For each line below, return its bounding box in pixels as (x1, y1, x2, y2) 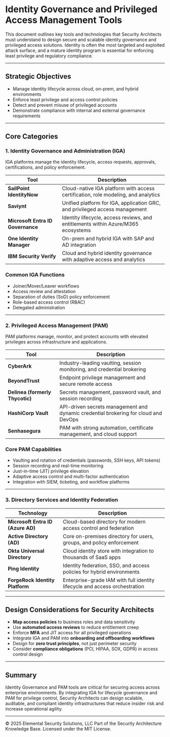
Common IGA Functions (5, 271, 65, 278)
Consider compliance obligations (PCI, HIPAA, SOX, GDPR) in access (12, 646, 158, 652)
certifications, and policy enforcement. (5, 164, 86, 171)
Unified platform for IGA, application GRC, (62, 200, 161, 207)
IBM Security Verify (8, 253, 57, 260)
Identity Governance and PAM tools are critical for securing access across (5, 684, 160, 690)
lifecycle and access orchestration (63, 583, 145, 590)
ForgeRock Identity (8, 576, 55, 584)
